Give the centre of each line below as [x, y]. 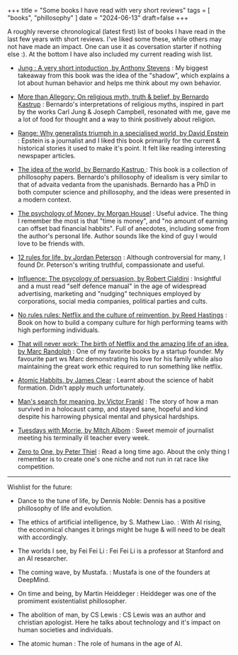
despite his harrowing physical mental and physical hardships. [108, 417]
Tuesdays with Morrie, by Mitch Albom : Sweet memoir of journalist [115, 430]
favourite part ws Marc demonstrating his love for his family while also [120, 359]
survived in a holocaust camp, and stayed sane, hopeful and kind [113, 409]
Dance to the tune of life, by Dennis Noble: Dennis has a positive [112, 501]
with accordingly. [43, 537]
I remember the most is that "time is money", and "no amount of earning [123, 221]
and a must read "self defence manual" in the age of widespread [112, 286]
